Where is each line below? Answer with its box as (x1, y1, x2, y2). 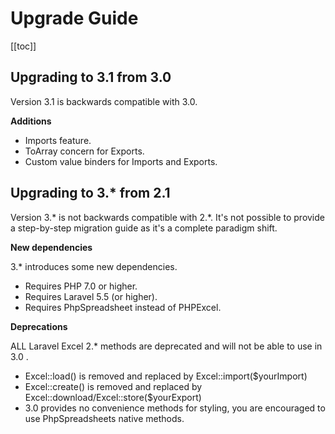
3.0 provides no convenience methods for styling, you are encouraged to (24, 402, 326, 414)
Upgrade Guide (10, 7, 139, 30)
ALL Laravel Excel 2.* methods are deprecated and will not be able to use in (10, 340, 323, 352)
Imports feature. (24, 134, 92, 146)
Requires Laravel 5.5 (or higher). (24, 290, 158, 302)
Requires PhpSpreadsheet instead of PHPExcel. (24, 301, 222, 313)
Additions (10, 115, 52, 127)
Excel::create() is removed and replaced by (24, 380, 203, 392)
